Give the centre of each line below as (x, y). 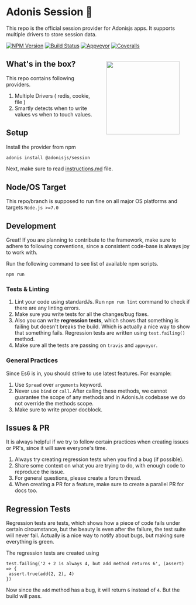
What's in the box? (41, 64)
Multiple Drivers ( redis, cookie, (52, 95)
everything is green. (30, 542)
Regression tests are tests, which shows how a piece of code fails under (93, 523)
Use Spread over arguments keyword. (58, 384)
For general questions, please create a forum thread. (78, 478)
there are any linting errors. (47, 308)
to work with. (22, 252)
